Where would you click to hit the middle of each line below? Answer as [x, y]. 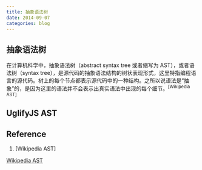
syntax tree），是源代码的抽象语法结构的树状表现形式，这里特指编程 [106, 73]
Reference [26, 134]
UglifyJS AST [32, 113]
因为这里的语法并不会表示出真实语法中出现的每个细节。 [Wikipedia [110, 88]
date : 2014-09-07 [28, 18]
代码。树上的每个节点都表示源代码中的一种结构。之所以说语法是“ [103, 80]
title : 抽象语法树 [27, 12]
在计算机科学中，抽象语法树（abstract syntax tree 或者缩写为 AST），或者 [98, 65]
